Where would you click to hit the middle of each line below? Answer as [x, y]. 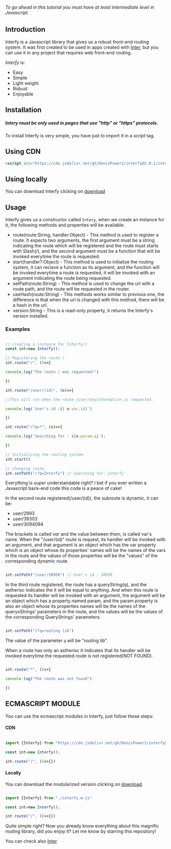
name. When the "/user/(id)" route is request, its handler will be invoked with [85, 540]
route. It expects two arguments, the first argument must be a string [84, 240]
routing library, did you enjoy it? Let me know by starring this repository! [81, 831]
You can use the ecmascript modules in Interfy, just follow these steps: [79, 716]
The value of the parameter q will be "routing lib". [57, 640]
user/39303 [25, 519]
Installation [23, 110]
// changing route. [26, 469]
